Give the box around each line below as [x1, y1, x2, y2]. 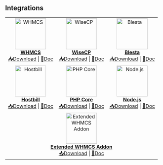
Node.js [122, 96, 142, 103]
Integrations [5, 4, 43, 12]
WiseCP [72, 49, 91, 56]
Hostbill [21, 96, 41, 103]
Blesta [124, 49, 140, 56]
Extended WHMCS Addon [50, 143, 113, 150]
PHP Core [70, 96, 93, 103]
